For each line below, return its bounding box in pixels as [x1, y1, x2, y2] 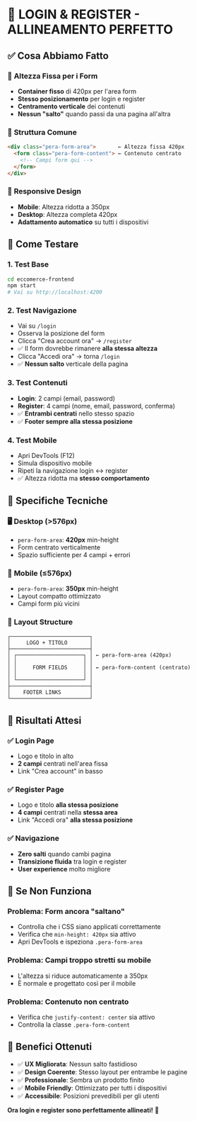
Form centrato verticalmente [17, 542, 101, 552]
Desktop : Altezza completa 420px [17, 210, 118, 218]
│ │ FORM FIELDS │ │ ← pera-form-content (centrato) [7, 664, 191, 671]
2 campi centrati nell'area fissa [17, 759, 108, 768]
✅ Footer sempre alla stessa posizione [17, 417, 133, 425]
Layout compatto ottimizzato [17, 592, 101, 601]
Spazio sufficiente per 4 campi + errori [17, 550, 131, 559]
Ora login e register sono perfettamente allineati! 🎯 [7, 1105, 160, 1114]
